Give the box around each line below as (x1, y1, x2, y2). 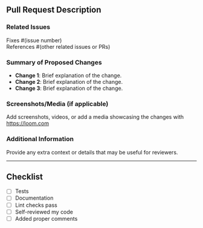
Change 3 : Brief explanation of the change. (14, 84, 123, 92)
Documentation (14, 194, 54, 201)
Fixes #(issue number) (6, 36, 62, 44)
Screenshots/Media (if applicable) (6, 100, 109, 108)
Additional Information (6, 135, 74, 144)
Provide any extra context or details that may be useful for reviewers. (6, 148, 178, 156)
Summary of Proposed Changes (6, 58, 102, 66)
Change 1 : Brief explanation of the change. (14, 72, 122, 79)
